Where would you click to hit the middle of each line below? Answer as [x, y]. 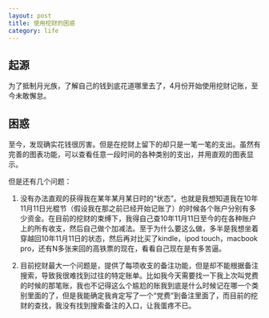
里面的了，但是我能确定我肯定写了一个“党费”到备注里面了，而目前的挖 [143, 296]
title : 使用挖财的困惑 [42, 23]
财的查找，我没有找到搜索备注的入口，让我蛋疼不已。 [108, 306]
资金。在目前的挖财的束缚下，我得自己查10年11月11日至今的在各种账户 [142, 218]
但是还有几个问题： [40, 181]
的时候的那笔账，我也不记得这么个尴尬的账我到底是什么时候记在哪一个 [136, 286]
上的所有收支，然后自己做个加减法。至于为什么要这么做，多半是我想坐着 [139, 228]
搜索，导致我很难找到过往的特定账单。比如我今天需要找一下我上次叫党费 [139, 276]
